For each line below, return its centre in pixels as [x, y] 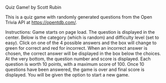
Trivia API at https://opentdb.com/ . [41, 22]
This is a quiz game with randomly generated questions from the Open [79, 17]
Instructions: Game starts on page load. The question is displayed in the [80, 32]
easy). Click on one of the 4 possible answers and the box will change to [81, 43]
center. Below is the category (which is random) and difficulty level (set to [82, 37]
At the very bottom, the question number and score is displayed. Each [78, 59]
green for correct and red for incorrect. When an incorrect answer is [76, 48]
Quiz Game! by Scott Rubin [33, 7]
